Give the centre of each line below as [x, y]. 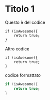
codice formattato [23, 75]
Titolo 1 [20, 9]
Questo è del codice [25, 22]
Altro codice [17, 49]
